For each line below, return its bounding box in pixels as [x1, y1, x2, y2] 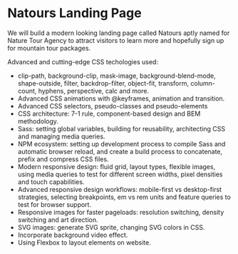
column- [190, 78, 216, 87]
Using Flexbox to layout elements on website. [17, 238, 151, 247]
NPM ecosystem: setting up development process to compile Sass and [17, 139, 226, 148]
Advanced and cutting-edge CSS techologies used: [7, 57, 159, 66]
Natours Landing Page [7, 5, 142, 21]
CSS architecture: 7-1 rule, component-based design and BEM [17, 109, 201, 118]
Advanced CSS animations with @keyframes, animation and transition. [17, 94, 225, 103]
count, [17, 86, 37, 95]
